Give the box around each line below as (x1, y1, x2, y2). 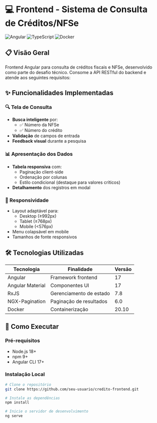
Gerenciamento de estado (50, 290, 110, 297)
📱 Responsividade (5, 197, 49, 203)
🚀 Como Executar (5, 323, 59, 331)
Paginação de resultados (50, 298, 108, 304)
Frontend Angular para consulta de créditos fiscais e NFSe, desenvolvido (5, 64, 153, 70)
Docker (7, 306, 24, 313)
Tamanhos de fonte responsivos (12, 234, 77, 240)
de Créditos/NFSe (5, 18, 79, 29)
